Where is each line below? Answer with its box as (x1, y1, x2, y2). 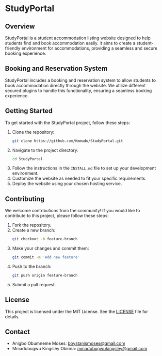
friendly (5, 46, 21, 51)
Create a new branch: (12, 227, 56, 233)
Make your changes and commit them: (12, 246, 89, 251)
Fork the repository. (12, 222, 52, 228)
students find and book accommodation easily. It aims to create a (5, 40, 136, 46)
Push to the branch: (12, 263, 52, 269)
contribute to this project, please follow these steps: (5, 213, 109, 218)
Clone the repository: (12, 129, 55, 135)
